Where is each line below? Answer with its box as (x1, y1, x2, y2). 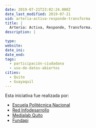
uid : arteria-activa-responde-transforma (5, 16, 91, 21)
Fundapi (12, 117, 29, 123)
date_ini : (5, 48, 25, 52)
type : (5, 39, 16, 44)
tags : (5, 57, 16, 62)
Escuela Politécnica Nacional (12, 102, 71, 108)
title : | (5, 20, 23, 26)
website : (5, 43, 23, 48)
